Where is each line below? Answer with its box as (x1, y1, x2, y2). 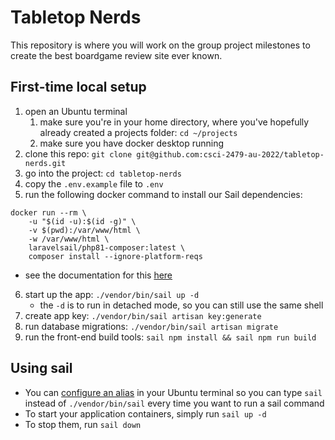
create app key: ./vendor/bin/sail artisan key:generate (24, 309, 262, 321)
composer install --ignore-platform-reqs (28, 251, 203, 261)
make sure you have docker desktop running (39, 137, 225, 149)
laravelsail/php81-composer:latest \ (28, 242, 186, 253)
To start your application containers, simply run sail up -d (24, 407, 267, 420)
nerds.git (24, 158, 67, 168)
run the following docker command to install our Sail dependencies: (24, 188, 303, 200)
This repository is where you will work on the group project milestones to (10, 39, 311, 51)
